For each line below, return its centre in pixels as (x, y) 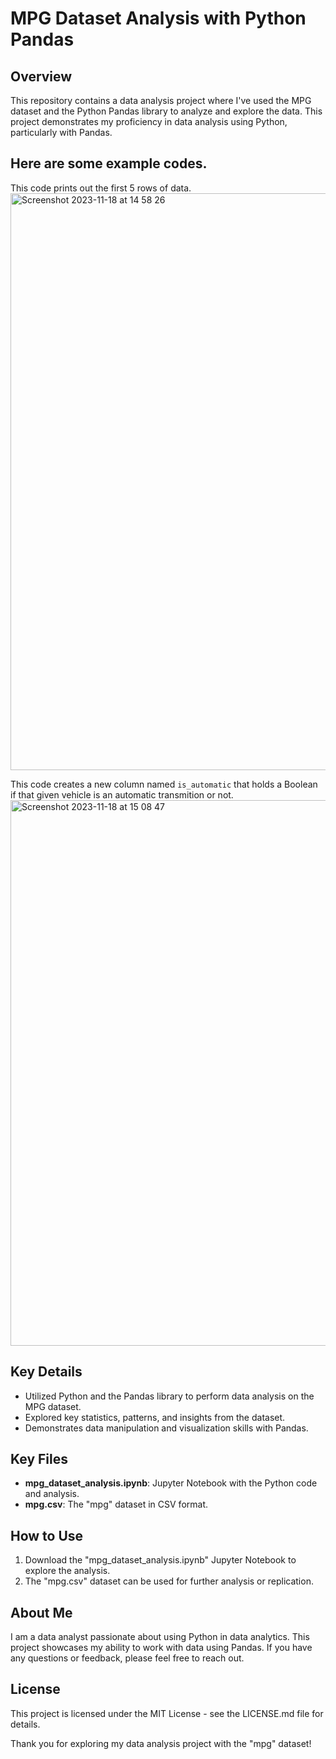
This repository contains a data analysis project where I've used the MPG (161, 100)
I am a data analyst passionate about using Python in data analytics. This (160, 1637)
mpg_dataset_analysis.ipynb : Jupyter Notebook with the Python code (171, 1483)
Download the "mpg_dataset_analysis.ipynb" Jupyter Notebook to (160, 1560)
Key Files (39, 1459)
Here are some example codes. (109, 163)
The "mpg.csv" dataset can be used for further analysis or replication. (169, 1581)
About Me (41, 1612)
